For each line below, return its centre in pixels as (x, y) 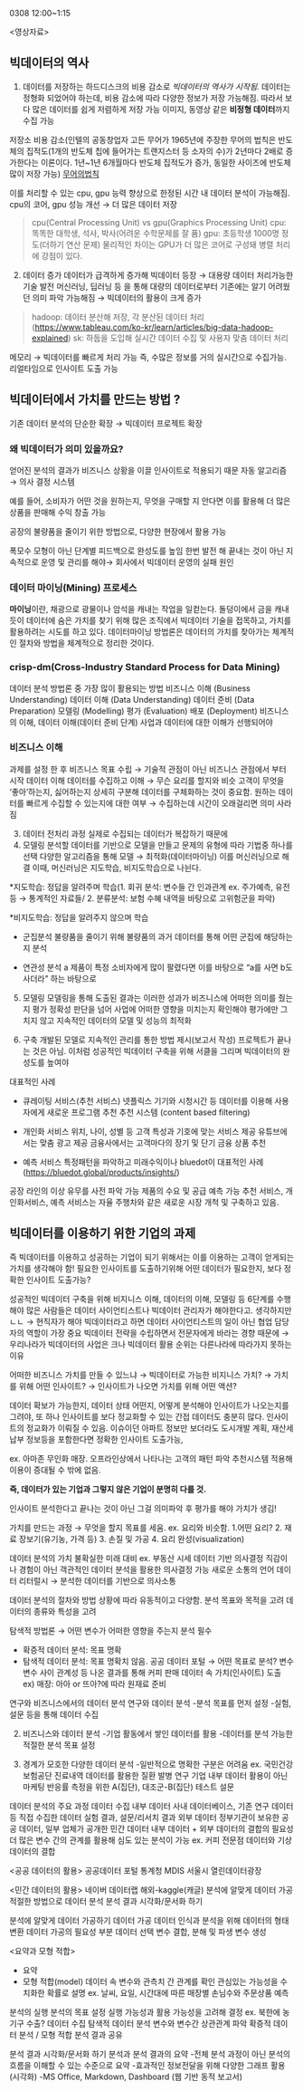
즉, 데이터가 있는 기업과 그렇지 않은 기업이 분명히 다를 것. (108, 1489)
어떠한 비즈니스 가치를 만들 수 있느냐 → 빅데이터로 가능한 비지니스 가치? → (141, 1375)
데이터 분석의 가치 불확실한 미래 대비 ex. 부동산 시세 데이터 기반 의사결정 (137, 1558)
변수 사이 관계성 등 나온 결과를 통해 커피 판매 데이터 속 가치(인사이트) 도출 (152, 1672)
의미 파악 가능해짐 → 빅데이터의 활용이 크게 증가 (117, 297)
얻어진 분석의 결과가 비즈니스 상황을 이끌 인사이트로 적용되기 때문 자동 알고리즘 (148, 470)
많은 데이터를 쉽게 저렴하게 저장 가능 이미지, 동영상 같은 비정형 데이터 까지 (161, 109)
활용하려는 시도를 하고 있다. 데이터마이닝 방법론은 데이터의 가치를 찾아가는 (140, 632)
